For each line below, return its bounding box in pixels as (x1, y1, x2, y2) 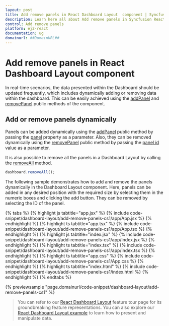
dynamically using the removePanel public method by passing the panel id (5, 139, 159, 145)
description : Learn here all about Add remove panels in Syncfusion (5, 17, 152, 22)
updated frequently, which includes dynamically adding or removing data (5, 90, 157, 96)
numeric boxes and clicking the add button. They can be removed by (5, 194, 148, 201)
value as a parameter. (5, 145, 50, 151)
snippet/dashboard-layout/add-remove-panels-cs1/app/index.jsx (5, 236, 140, 242)
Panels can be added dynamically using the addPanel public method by (5, 128, 153, 135)
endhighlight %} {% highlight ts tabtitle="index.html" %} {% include (5, 263, 145, 270)
